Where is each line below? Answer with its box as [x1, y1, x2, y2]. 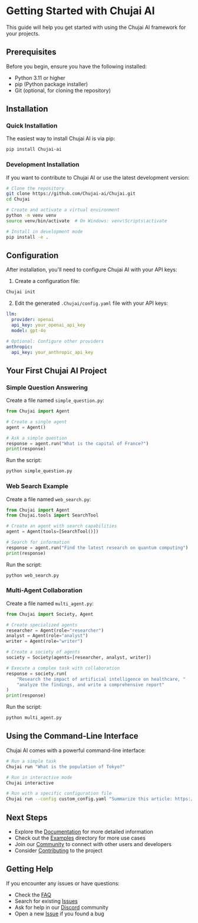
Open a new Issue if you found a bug [14, 910, 104, 917]
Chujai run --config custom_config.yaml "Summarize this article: [6, 796, 173, 802]
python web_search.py [6, 572, 60, 578]
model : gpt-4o [11, 327, 46, 333]
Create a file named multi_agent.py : [6, 600, 94, 607]
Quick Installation [6, 122, 58, 130]
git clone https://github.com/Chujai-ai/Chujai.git [6, 191, 136, 197]
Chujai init [6, 289, 35, 295]
